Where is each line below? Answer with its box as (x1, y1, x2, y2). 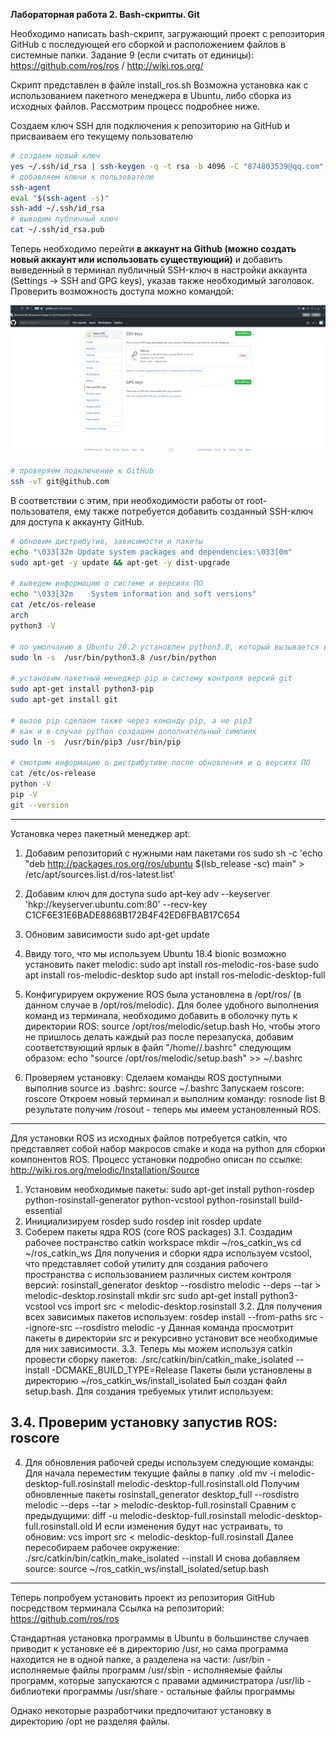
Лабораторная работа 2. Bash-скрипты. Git (10, 9, 200, 20)
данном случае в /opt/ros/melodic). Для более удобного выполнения (24, 999, 320, 1011)
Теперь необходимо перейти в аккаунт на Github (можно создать (10, 243, 297, 254)
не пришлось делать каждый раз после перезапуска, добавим (24, 1030, 294, 1043)
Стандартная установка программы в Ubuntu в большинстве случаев (10, 1632, 310, 1644)
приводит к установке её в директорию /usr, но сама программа (10, 1642, 289, 1654)
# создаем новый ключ (10, 151, 101, 161)
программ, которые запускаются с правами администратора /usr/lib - (10, 1674, 312, 1686)
